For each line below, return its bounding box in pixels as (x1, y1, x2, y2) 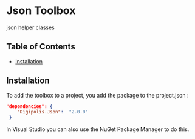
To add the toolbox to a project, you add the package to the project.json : (6, 91, 189, 99)
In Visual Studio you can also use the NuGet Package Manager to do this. (6, 126, 190, 133)
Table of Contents (6, 41, 76, 52)
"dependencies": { (6, 103, 53, 110)
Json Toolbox (6, 4, 76, 18)
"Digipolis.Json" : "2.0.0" (17, 109, 88, 115)
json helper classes (6, 24, 55, 31)
